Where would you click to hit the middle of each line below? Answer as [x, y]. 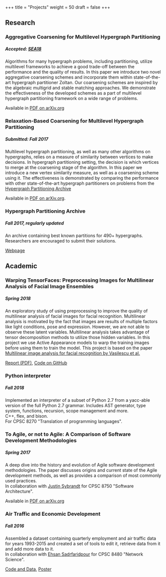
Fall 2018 [15, 387]
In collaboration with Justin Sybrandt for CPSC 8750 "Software [70, 486]
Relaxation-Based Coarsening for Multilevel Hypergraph [75, 121]
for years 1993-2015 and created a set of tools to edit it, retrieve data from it [83, 544]
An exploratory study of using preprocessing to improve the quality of [77, 311]
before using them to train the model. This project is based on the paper [79, 348]
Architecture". [19, 491]
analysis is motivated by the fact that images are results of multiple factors [82, 322]
